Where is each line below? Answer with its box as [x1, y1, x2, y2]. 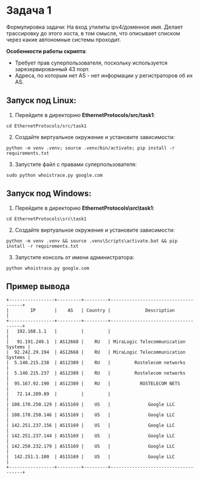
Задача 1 [6, 4, 52, 17]
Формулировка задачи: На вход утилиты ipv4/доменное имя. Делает [6, 23, 183, 30]
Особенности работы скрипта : [6, 47, 87, 54]
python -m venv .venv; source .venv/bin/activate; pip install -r [6, 145, 175, 151]
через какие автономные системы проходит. [6, 36, 121, 43]
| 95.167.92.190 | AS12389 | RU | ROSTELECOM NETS [6, 380, 180, 387]
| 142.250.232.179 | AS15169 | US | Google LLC [6, 443, 175, 450]
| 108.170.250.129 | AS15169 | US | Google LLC [6, 401, 175, 408]
